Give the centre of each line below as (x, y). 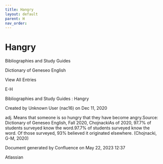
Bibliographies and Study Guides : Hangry (47, 99)
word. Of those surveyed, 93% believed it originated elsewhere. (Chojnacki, (81, 133)
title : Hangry (19, 10)
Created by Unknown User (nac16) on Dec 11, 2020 (56, 108)
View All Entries (21, 80)
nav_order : (16, 23)
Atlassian (14, 157)
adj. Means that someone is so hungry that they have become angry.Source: (81, 118)
